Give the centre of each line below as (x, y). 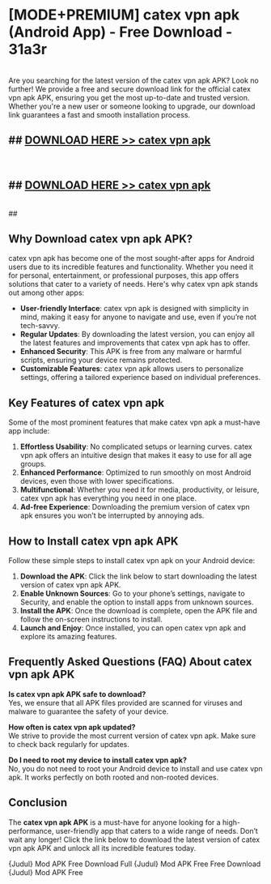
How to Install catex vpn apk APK (93, 541)
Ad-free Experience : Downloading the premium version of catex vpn (135, 507)
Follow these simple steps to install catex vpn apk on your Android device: (132, 560)
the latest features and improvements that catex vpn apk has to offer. (135, 343)
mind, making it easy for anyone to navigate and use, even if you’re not (138, 317)
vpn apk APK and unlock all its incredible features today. (102, 848)
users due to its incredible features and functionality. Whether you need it (131, 267)
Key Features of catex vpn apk (86, 403)
